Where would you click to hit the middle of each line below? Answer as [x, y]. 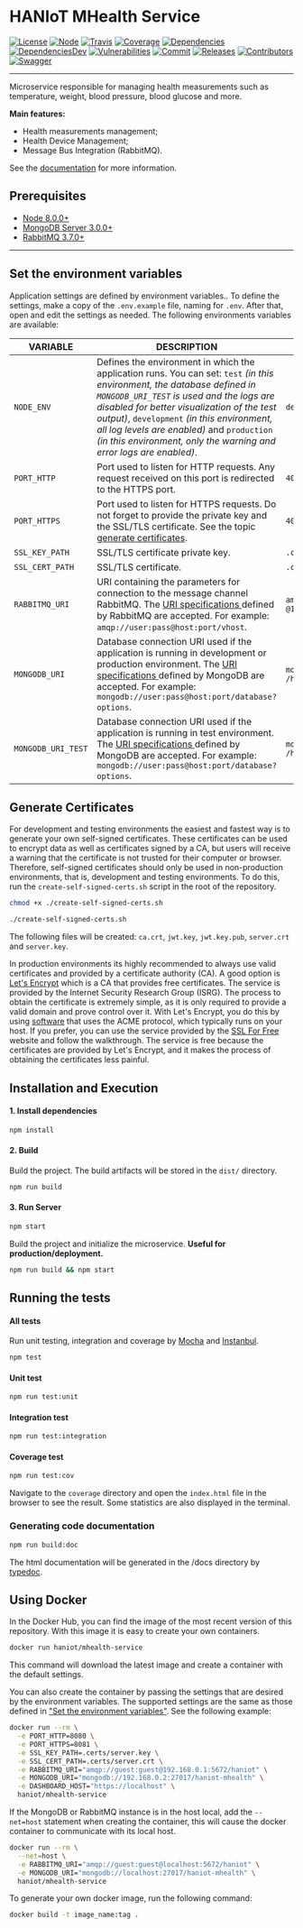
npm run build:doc [44, 1545]
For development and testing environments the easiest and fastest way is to [150, 829]
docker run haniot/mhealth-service [76, 1648]
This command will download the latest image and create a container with [146, 1665]
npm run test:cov [42, 1476]
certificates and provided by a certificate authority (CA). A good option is [145, 973]
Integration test [39, 1417]
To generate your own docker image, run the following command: [131, 1898]
